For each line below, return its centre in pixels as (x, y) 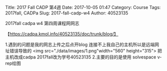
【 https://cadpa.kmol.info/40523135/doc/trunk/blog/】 (62, 34)
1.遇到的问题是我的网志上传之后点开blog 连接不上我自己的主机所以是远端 (80, 44)
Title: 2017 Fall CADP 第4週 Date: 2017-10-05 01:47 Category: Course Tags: (83, 7)
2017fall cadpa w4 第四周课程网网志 (42, 23)
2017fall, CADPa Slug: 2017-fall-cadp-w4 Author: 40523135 (67, 13)
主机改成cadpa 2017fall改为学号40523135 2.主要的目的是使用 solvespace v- (83, 57)
